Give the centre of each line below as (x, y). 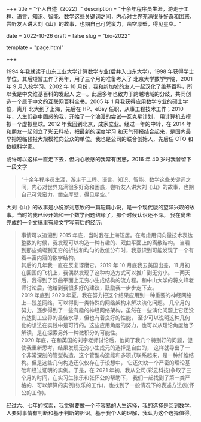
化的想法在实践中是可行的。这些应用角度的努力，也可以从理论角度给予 (107, 325)
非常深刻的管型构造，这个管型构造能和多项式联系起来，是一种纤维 (107, 355)
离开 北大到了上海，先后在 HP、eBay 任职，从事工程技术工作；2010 (100, 109)
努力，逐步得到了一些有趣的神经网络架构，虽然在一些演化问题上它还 (105, 310)
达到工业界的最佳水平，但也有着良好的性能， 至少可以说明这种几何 (108, 318)
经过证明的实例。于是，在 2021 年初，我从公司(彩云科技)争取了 (109, 370)
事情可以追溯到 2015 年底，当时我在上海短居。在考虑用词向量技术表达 (107, 235)
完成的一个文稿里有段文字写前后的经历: (54, 222)
